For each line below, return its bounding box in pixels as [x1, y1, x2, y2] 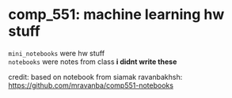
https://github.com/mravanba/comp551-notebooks [8, 81, 174, 90]
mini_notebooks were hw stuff [8, 48, 105, 58]
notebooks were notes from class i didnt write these [8, 57, 177, 66]
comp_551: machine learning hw [8, 6, 225, 24]
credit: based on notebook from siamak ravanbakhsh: [8, 72, 183, 81]
